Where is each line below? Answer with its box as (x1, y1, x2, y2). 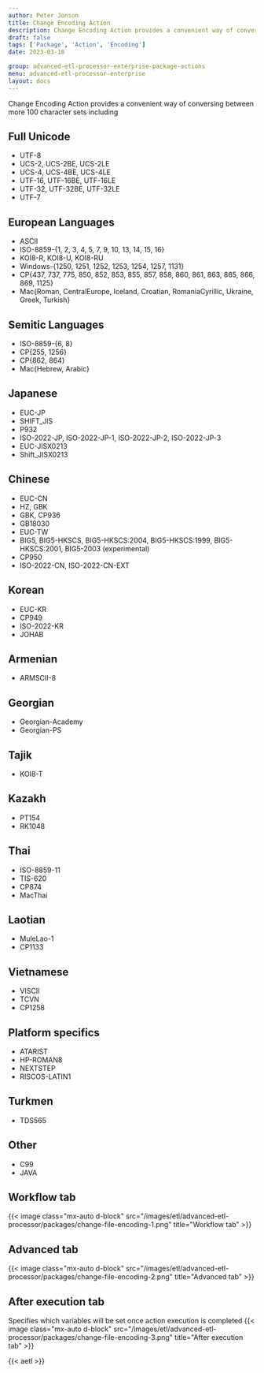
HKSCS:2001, (19, 543, 64, 553)
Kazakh (8, 792, 46, 805)
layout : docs (8, 76, 51, 85)
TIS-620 (19, 873, 47, 883)
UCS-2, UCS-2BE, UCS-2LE (19, 159, 110, 169)
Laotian (8, 912, 46, 927)
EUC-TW (19, 527, 49, 536)
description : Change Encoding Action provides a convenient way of (8, 26, 234, 34)
